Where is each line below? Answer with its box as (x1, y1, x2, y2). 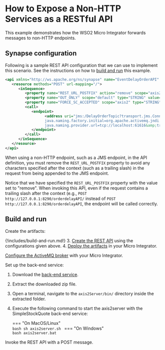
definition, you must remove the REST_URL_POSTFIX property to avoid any (5, 159, 150, 165)
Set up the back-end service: (5, 262, 64, 268)
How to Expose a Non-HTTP (5, 3, 121, 14)
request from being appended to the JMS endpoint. (5, 170, 110, 176)
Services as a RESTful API (5, 13, 113, 25)
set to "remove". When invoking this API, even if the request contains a (5, 185, 148, 191)
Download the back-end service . (12, 271, 79, 277)
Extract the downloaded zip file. (12, 281, 77, 287)
